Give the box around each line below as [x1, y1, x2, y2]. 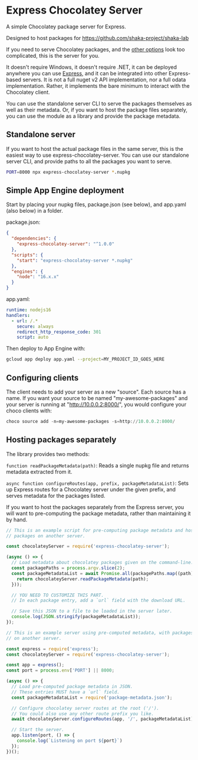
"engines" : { [11, 269, 44, 275]
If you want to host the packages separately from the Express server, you [6, 503, 184, 510]
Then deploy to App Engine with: [6, 345, 85, 352]
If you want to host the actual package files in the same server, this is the [6, 145, 184, 152]
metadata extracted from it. [6, 468, 72, 475]
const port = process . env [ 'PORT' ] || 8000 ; [6, 668, 115, 673]
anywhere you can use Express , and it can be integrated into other [6, 70, 168, 77]
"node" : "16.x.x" [16, 274, 60, 280]
